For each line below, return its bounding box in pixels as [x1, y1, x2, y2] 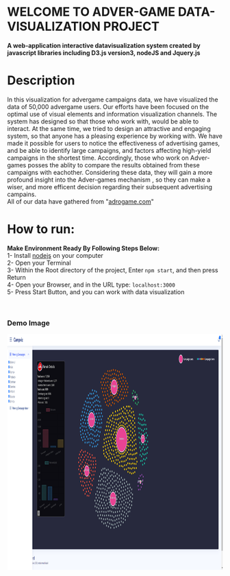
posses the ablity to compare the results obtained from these [27, 160, 200, 169]
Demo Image [7, 318, 50, 328]
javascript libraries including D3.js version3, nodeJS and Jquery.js [7, 49, 201, 57]
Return [7, 273, 26, 281]
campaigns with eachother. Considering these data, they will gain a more [7, 168, 213, 176]
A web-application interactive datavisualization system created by [7, 41, 201, 49]
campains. [7, 190, 36, 198]
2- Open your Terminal [7, 259, 71, 267]
